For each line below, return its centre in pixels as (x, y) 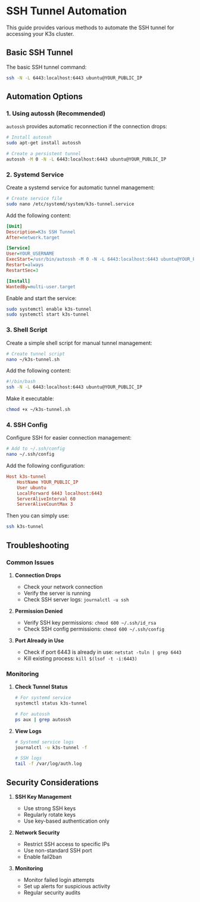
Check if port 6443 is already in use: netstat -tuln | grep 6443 (102, 652)
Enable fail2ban (43, 857)
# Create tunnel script (36, 354)
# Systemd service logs (44, 742)
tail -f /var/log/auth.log (48, 764)
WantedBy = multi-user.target (41, 287)
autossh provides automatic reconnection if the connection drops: (87, 126)
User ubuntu (32, 487)
